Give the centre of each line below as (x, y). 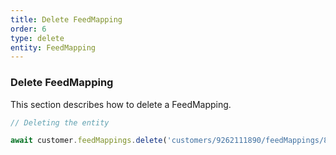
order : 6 (28, 29)
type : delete (37, 38)
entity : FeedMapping (53, 47)
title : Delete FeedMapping (66, 19)
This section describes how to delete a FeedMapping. (121, 104)
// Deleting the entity (60, 122)
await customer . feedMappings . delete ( (89, 141)
